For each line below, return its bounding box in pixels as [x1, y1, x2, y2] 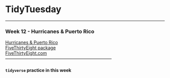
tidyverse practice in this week [5, 67, 72, 73]
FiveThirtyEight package [5, 45, 56, 51]
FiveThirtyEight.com [5, 50, 47, 56]
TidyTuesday [5, 4, 62, 15]
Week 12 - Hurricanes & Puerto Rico [5, 28, 95, 35]
